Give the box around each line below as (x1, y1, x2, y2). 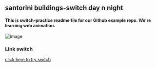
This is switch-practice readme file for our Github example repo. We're (5, 17, 151, 23)
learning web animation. (5, 22, 56, 28)
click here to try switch (5, 56, 51, 62)
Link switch (5, 46, 33, 52)
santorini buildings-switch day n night (5, 4, 123, 12)
